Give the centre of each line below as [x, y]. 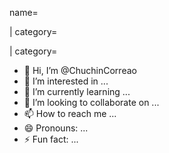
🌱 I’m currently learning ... [77, 91]
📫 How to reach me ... [70, 113]
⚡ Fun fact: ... [51, 139]
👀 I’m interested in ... [66, 81]
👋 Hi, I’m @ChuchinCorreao [80, 70]
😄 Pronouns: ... [56, 128]
